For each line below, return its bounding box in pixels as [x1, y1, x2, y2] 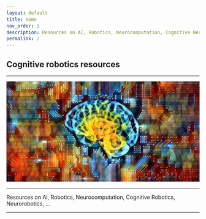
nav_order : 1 [6, 23, 40, 29]
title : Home [6, 16, 37, 23]
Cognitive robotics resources [6, 59, 120, 70]
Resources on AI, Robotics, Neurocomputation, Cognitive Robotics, [6, 193, 176, 201]
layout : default [6, 10, 48, 16]
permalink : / [6, 35, 40, 42]
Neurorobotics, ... [6, 200, 51, 207]
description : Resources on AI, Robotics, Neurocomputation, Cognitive [6, 29, 191, 35]
